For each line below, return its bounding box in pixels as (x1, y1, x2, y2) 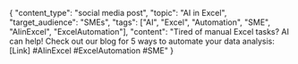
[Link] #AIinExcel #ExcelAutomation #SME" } (9, 45, 175, 56)
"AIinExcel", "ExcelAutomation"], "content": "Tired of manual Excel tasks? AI (9, 27, 289, 36)
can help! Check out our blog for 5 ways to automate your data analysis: (9, 36, 276, 46)
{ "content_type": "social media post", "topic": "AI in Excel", (9, 8, 227, 18)
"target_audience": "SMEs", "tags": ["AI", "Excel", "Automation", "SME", (9, 17, 271, 28)
